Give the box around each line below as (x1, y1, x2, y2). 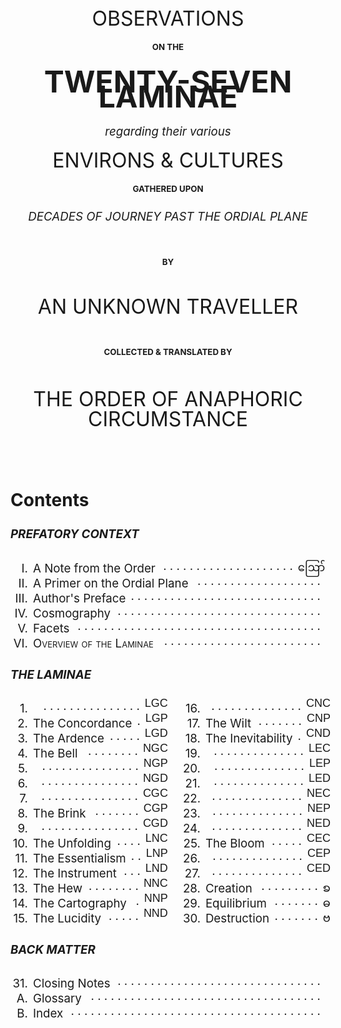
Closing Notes (33, 976, 111, 992)
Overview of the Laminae (33, 635, 154, 651)
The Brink (33, 805, 87, 821)
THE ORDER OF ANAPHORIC (33, 386, 303, 412)
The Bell (33, 745, 78, 761)
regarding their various (104, 124, 232, 140)
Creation (204, 880, 253, 896)
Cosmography (33, 605, 112, 621)
